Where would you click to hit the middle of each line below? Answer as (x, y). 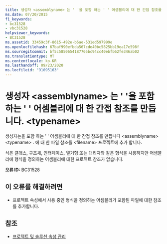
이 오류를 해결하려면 (34, 187)
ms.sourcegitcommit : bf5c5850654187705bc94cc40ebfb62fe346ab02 (72, 51)
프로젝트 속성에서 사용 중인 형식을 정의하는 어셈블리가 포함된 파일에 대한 (82, 200)
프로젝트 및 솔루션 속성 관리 (39, 236)
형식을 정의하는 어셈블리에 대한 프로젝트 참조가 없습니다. (69, 159)
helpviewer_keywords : (28, 33)
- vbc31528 (16, 28)
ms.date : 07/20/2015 (27, 14)
